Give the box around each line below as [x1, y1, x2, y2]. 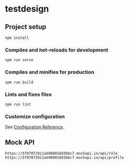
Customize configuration [5, 113, 65, 120]
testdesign [5, 3, 49, 15]
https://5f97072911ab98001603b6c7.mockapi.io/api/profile [5, 155, 124, 160]
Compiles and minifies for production [5, 69, 94, 75]
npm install [5, 35, 29, 40]
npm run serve [5, 58, 34, 62]
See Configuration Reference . [5, 124, 64, 130]
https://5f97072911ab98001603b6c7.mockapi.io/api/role [5, 151, 118, 156]
